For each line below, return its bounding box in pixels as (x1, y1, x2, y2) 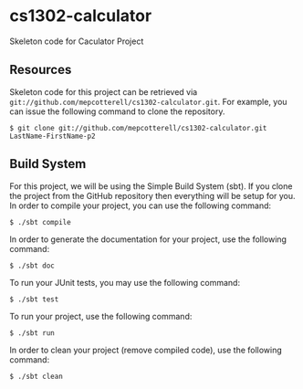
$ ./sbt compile (9, 217, 71, 226)
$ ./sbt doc (9, 261, 55, 270)
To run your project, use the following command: (9, 310, 193, 321)
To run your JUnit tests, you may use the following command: (9, 277, 240, 288)
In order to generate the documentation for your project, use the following (9, 234, 287, 245)
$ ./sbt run (9, 328, 55, 338)
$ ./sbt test (9, 294, 59, 304)
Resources (9, 62, 72, 78)
